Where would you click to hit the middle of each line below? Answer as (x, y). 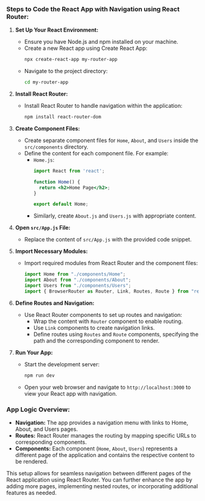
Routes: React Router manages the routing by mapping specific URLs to (106, 435)
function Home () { (57, 182)
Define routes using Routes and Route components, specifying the (116, 334)
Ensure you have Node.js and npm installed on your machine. (101, 42)
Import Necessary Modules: (52, 251)
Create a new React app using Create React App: (86, 48)
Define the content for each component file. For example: (96, 153)
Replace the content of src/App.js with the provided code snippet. (108, 240)
